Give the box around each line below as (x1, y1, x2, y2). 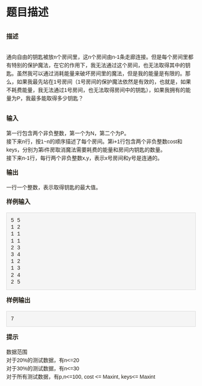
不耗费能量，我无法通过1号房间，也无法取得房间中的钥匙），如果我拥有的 (6, 87, 186, 93)
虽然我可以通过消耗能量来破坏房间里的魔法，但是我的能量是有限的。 (16, 70, 185, 77)
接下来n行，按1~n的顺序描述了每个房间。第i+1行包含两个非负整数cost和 (6, 138, 183, 145)
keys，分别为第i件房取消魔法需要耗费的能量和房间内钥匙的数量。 (6, 146, 166, 153)
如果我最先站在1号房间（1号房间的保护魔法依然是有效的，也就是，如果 (16, 78, 191, 85)
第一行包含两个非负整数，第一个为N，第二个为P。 (6, 130, 130, 136)
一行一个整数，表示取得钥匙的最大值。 (6, 184, 101, 191)
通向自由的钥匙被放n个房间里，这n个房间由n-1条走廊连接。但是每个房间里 (6, 54, 188, 60)
